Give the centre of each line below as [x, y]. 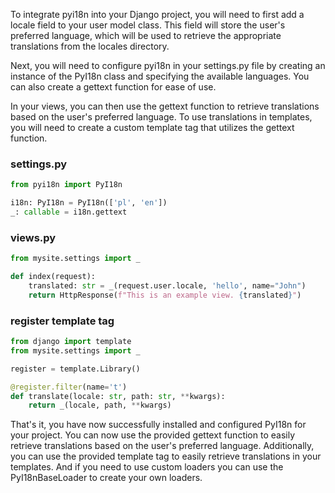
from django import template [71, 342]
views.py [33, 237]
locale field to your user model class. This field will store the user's [148, 25]
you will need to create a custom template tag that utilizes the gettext [152, 127]
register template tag [62, 321]
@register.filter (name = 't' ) [69, 387]
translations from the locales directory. [90, 46]
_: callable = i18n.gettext [69, 212]
